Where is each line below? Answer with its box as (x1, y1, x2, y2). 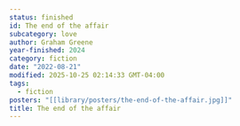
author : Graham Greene (9, 37, 93, 47)
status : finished (9, 12, 74, 22)
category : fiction (9, 54, 77, 63)
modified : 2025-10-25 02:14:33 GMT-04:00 (9, 71, 165, 80)
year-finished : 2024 (9, 46, 86, 55)
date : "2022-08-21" (9, 63, 82, 72)
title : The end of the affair (9, 104, 122, 113)
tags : (9, 79, 29, 88)
